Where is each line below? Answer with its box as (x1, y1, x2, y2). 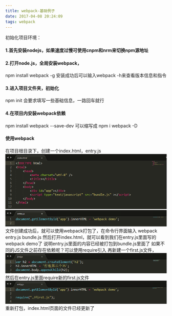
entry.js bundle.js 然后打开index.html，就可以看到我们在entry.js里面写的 (5, 234, 157, 240)
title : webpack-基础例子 (5, 8, 55, 13)
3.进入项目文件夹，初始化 (5, 85, 59, 91)
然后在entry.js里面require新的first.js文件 (5, 274, 90, 281)
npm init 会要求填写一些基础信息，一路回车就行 (5, 98, 104, 104)
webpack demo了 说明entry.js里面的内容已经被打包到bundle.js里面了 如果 (5, 240, 161, 247)
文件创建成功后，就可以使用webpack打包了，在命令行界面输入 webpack (5, 228, 158, 234)
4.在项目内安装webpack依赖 (5, 110, 66, 116)
